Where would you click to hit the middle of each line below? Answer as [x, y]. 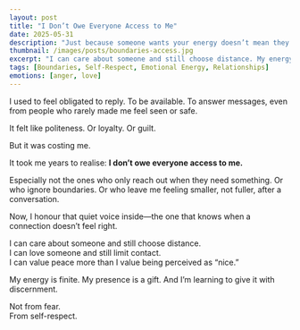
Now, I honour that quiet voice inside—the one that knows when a [130, 216]
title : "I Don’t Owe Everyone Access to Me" [93, 26]
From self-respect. [43, 316]
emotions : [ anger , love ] [55, 76]
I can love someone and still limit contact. [85, 252]
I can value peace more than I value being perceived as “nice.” [124, 262]
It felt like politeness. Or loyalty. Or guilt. [83, 128]
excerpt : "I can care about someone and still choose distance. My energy [151, 59]
